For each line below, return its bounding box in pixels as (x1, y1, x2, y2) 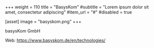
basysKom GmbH (5, 28, 41, 33)
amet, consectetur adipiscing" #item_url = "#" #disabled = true (5, 9, 132, 15)
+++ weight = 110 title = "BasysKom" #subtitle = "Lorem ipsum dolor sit (5, 4, 149, 10)
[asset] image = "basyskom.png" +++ (5, 19, 82, 24)
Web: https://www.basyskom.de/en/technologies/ (5, 37, 106, 43)
